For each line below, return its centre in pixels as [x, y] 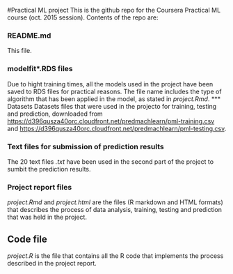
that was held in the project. [47, 217]
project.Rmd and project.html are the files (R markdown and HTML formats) [115, 202]
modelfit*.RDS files [40, 69]
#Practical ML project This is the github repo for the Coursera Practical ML [114, 10]
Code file [27, 239]
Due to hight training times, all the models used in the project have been [110, 84]
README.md [29, 36]
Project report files [40, 187]
